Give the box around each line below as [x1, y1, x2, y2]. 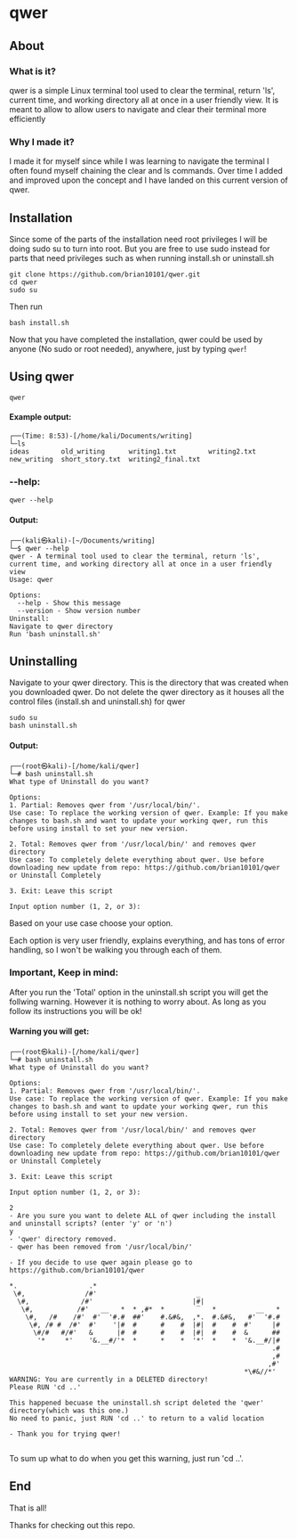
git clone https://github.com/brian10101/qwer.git [9, 270, 201, 279]
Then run [9, 301, 43, 312]
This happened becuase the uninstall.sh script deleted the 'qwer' [9, 1398, 265, 1408]
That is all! [9, 1502, 47, 1513]
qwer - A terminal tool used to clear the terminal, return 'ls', [9, 552, 261, 561]
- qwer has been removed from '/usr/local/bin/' [9, 1242, 193, 1252]
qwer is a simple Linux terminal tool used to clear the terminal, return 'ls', [9, 85, 276, 95]
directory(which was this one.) [9, 1406, 129, 1415]
